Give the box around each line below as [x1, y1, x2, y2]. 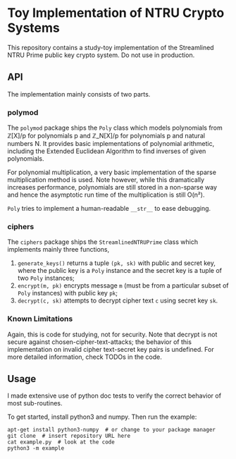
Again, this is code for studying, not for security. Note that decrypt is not [7, 330, 218, 338]
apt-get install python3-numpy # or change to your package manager [7, 427, 216, 434]
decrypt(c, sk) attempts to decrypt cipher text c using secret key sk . [17, 296, 218, 305]
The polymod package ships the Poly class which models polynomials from [7, 123, 223, 132]
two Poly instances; [17, 274, 75, 283]
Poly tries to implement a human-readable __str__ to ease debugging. [7, 204, 211, 213]
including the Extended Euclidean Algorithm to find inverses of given [7, 147, 206, 156]
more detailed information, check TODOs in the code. [7, 353, 162, 361]
